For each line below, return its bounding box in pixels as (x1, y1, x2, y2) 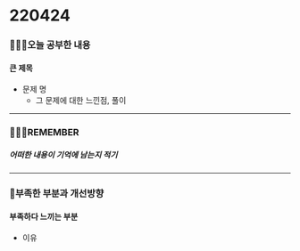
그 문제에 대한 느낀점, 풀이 (35, 95, 127, 106)
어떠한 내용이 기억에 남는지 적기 (9, 149, 118, 160)
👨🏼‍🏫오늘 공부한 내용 (9, 39, 91, 52)
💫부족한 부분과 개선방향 (9, 188, 104, 200)
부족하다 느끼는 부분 (9, 211, 79, 222)
